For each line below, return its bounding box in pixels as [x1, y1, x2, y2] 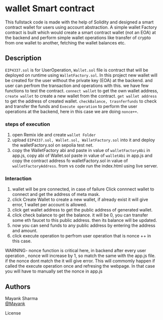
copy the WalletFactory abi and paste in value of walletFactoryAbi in [12, 148, 150, 153]
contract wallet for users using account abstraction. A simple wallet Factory [5, 24, 157, 30]
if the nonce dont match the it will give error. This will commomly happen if [5, 258, 155, 264]
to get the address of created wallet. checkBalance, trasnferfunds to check [5, 98, 157, 104]
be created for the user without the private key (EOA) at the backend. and [5, 77, 153, 83]
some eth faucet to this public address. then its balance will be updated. [12, 217, 157, 223]
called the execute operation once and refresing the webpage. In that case [5, 263, 155, 269]
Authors [5, 282, 31, 291]
